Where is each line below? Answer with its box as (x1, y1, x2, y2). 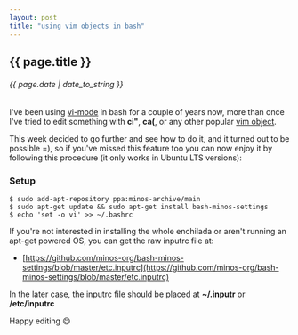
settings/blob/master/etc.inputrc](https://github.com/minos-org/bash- (21, 262, 279, 273)
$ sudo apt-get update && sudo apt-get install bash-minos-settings (9, 202, 269, 212)
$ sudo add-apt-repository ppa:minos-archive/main (9, 195, 201, 204)
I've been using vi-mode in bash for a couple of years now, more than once (9, 107, 285, 118)
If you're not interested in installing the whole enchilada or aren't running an (9, 226, 287, 237)
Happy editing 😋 (9, 315, 71, 326)
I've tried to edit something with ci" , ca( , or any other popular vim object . (9, 117, 278, 127)
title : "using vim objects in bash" (9, 21, 145, 30)
